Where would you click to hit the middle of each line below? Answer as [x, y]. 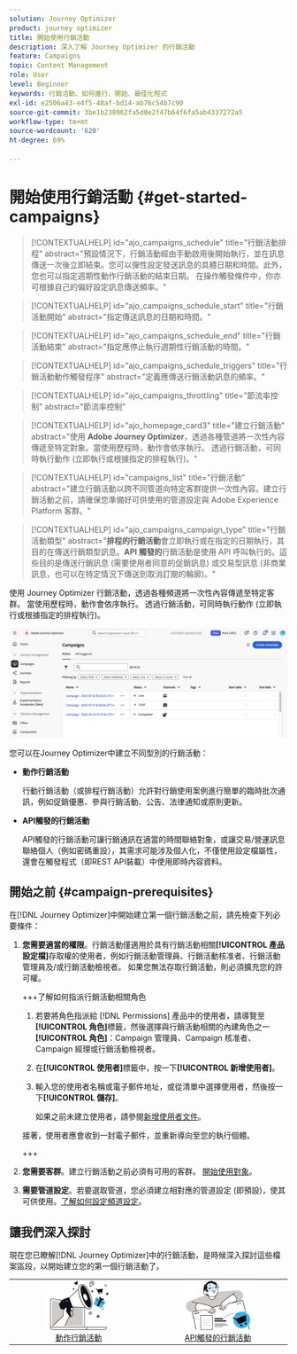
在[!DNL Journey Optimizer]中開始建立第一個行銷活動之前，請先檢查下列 [141, 915]
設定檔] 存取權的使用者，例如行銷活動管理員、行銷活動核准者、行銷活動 [151, 956]
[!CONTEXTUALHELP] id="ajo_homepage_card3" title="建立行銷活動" [158, 425]
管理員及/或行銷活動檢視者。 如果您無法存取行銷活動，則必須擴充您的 [148, 967]
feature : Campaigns [45, 56]
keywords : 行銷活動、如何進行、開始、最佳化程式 [88, 93]
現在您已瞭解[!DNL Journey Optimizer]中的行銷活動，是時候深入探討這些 [141, 1256]
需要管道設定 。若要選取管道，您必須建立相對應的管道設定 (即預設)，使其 [153, 1190]
